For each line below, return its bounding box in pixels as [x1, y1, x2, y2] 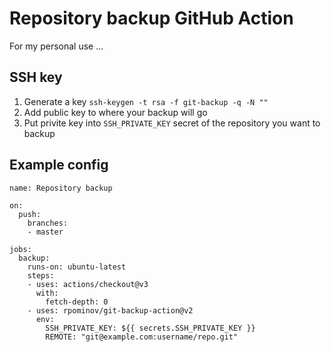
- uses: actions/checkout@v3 [27, 279, 149, 289]
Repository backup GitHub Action [9, 7, 294, 30]
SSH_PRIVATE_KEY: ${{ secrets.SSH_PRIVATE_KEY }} [45, 323, 256, 333]
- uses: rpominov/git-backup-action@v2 [27, 305, 194, 316]
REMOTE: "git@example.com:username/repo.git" [45, 332, 239, 342]
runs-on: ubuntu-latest [27, 262, 127, 272]
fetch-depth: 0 [45, 297, 109, 307]
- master [27, 227, 64, 237]
